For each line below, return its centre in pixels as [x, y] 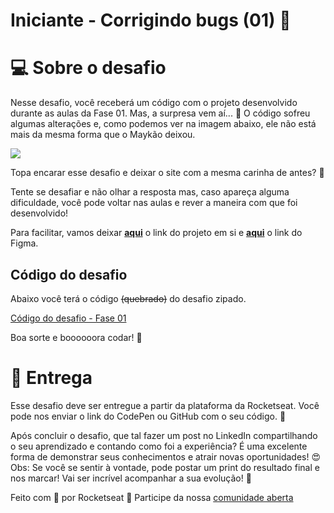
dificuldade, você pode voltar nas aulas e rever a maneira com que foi [154, 203]
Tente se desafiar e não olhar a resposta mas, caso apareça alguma [150, 192]
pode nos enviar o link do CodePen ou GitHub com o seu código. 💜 [148, 416]
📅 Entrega [51, 378]
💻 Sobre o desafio [88, 68]
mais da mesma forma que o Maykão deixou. [103, 135]
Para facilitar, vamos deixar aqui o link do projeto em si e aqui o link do [156, 233]
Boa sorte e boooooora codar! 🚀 [76, 337]
